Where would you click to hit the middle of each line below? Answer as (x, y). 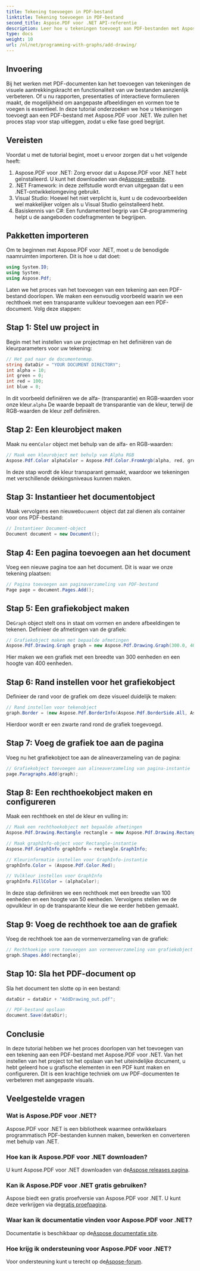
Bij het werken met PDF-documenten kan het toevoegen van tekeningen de (99, 84)
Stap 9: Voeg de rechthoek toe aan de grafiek (92, 924)
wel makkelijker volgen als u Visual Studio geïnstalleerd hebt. (90, 204)
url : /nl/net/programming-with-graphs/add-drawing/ (71, 45)
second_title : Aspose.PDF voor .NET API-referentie (71, 23)
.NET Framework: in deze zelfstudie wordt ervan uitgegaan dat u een (99, 185)
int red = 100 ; (25, 381)
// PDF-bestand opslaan (36, 1010)
